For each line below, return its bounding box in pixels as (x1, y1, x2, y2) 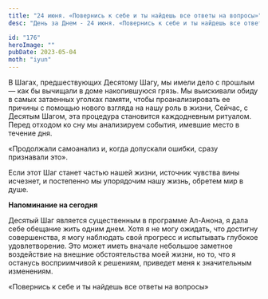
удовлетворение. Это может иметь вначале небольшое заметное (8, 241, 233, 250)
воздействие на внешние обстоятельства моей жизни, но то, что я (8, 250, 236, 259)
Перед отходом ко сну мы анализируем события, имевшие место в (8, 120, 240, 129)
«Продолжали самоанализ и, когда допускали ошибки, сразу (8, 144, 219, 153)
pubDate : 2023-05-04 (8, 49, 77, 57)
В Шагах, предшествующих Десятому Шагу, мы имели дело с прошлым (8, 77, 255, 87)
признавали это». (8, 152, 69, 162)
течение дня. (8, 128, 53, 138)
